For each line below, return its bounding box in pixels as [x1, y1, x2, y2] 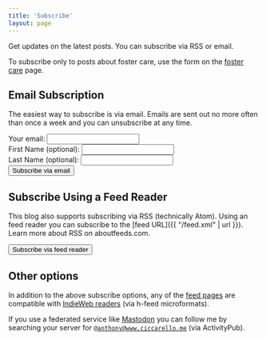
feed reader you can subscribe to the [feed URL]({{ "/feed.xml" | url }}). [8, 220, 244, 230]
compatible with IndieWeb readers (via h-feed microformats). [8, 298, 209, 308]
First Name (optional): [8, 145, 80, 154]
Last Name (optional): [8, 155, 80, 165]
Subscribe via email [12, 166, 70, 175]
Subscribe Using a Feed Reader [8, 190, 168, 204]
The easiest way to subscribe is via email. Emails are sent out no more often [8, 110, 258, 119]
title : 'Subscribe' [8, 11, 73, 20]
